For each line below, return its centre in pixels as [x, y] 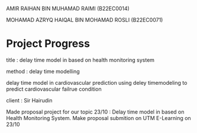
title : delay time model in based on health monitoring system [80, 60]
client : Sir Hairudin [29, 100]
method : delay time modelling [43, 71]
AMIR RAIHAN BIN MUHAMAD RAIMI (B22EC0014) [68, 9]
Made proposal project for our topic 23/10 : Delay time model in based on [95, 112]
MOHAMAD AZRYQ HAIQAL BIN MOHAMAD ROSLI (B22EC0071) [85, 20]
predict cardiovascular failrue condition [54, 89]
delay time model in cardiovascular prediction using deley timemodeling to [97, 82]
